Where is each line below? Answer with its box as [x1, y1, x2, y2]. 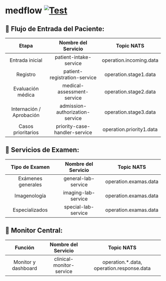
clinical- [54, 255, 74, 262]
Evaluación [13, 85, 39, 92]
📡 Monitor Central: [5, 226, 63, 235]
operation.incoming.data [102, 57, 159, 64]
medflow [5, 5, 42, 16]
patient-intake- [54, 54, 92, 60]
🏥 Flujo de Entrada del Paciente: [5, 25, 105, 33]
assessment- [57, 88, 89, 95]
